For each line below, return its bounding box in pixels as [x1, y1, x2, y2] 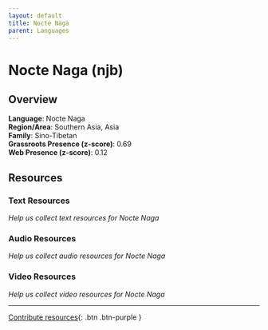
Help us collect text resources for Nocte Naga [8, 213, 160, 223]
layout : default [8, 11, 62, 20]
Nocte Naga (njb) [8, 61, 124, 79]
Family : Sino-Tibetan [8, 131, 77, 141]
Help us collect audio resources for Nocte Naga [8, 251, 166, 260]
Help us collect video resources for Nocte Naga [8, 289, 165, 299]
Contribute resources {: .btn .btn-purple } [8, 312, 142, 322]
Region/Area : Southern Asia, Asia [8, 122, 120, 132]
